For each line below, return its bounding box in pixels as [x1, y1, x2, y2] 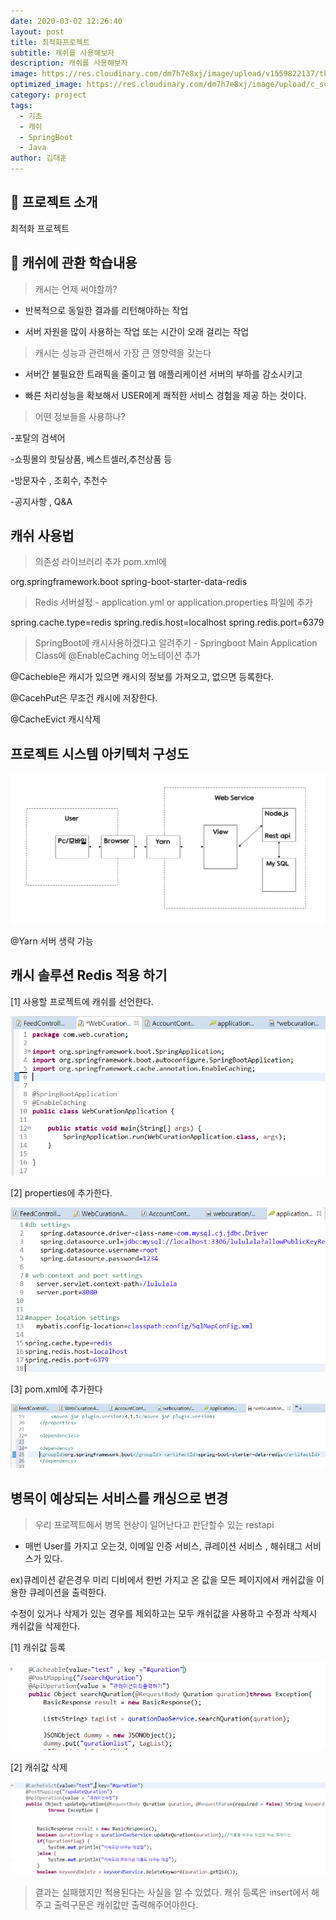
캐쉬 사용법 [10, 528, 75, 545]
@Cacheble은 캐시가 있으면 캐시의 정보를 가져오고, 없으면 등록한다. [10, 671, 274, 683]
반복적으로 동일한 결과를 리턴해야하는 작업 [24, 304, 189, 316]
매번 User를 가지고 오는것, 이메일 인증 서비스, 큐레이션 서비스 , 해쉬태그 [24, 1540, 303, 1552]
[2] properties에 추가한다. [10, 1187, 113, 1199]
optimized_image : [10, 80, 83, 90]
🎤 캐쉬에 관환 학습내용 [10, 255, 138, 272]
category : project [10, 90, 87, 100]
